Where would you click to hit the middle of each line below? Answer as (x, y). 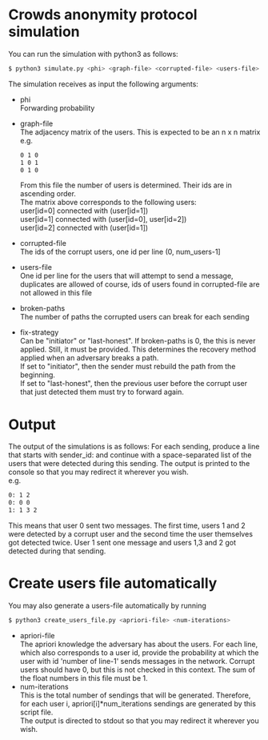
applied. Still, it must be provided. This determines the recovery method (138, 349)
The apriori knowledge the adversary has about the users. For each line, (139, 644)
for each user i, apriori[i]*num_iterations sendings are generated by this (138, 703)
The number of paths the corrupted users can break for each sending (134, 317)
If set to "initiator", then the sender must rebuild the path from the (128, 367)
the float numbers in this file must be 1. (84, 678)
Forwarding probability (57, 108)
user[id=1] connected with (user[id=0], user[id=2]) (103, 219)
